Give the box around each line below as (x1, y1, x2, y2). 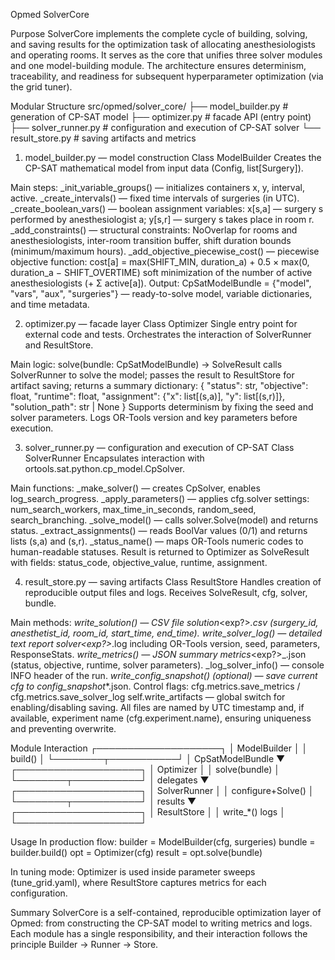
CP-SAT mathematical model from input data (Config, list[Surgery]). (24, 162, 304, 174)
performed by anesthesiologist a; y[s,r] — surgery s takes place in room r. (10, 214, 315, 225)
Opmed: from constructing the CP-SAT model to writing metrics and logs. (10, 917, 313, 929)
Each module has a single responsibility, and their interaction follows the (10, 928, 308, 939)
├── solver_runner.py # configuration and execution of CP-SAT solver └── (10, 122, 321, 133)
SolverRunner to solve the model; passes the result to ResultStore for (10, 369, 295, 381)
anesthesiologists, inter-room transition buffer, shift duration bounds (10, 235, 292, 246)
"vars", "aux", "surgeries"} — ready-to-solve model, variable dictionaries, (10, 288, 313, 299)
